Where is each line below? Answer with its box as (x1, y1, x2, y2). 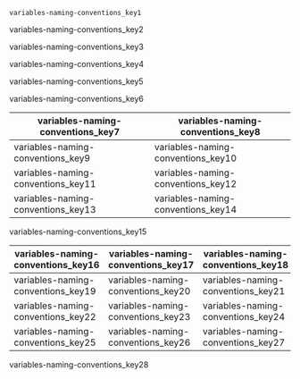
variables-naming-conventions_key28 (9, 359, 149, 370)
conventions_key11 (13, 178, 96, 189)
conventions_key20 (108, 285, 191, 297)
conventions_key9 (13, 152, 91, 164)
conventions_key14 (154, 204, 237, 215)
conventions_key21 (202, 285, 286, 297)
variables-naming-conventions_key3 (9, 41, 145, 52)
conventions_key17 (108, 259, 195, 271)
